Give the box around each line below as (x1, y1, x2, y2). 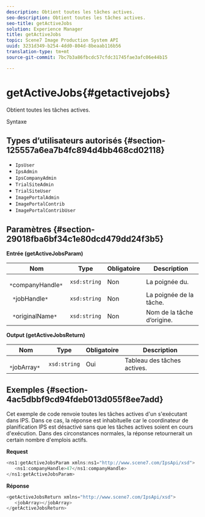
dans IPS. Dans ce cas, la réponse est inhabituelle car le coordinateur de (6, 417, 189, 424)
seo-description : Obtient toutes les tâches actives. (6, 15, 146, 21)
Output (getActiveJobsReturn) (6, 332, 85, 339)
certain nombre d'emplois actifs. (6, 437, 88, 443)
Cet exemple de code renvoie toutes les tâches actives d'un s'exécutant (6, 410, 187, 418)
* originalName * (12, 312, 57, 321)
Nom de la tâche (146, 308, 193, 317)
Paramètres (6, 224, 52, 235)
